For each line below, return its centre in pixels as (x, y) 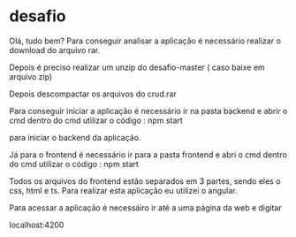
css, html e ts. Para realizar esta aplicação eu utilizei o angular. (123, 190)
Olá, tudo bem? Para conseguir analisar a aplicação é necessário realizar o (145, 41)
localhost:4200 (37, 225)
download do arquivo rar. (55, 50)
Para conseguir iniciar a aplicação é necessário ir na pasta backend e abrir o (148, 111)
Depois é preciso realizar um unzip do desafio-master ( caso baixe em (137, 67)
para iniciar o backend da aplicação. (75, 137)
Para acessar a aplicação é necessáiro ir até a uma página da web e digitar (146, 207)
